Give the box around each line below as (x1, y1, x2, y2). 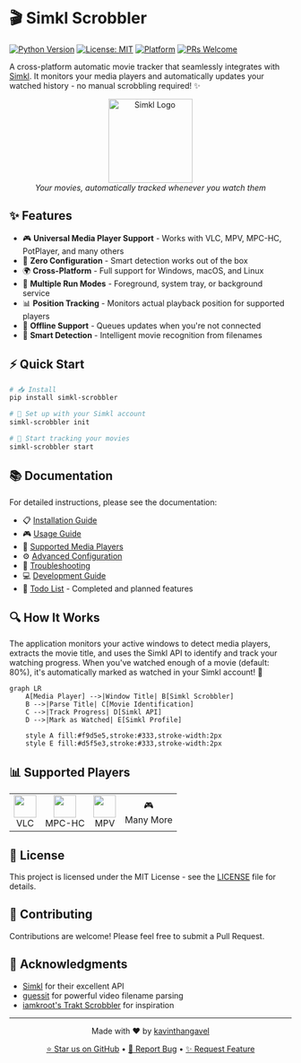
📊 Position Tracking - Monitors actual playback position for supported (21, 298, 285, 309)
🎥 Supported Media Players (21, 541, 124, 552)
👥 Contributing (9, 907, 93, 922)
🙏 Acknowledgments (9, 957, 128, 972)
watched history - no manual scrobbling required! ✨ (9, 80, 201, 91)
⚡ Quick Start (9, 357, 85, 372)
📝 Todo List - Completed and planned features (21, 583, 193, 594)
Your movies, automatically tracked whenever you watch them (34, 182, 267, 193)
